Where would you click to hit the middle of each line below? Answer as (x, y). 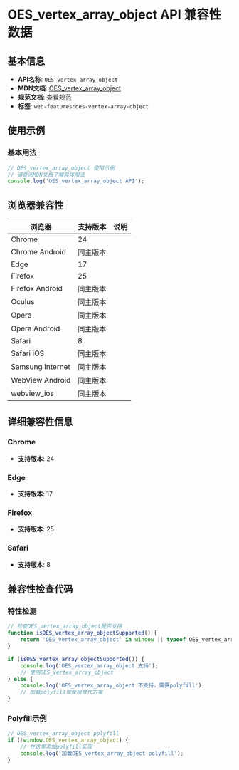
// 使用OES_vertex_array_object (67, 672)
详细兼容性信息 (40, 421)
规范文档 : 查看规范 (44, 97)
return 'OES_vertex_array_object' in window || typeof (103, 640)
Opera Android (36, 328)
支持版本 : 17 (35, 494)
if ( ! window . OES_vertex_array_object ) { (68, 740)
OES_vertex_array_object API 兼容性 (115, 15)
